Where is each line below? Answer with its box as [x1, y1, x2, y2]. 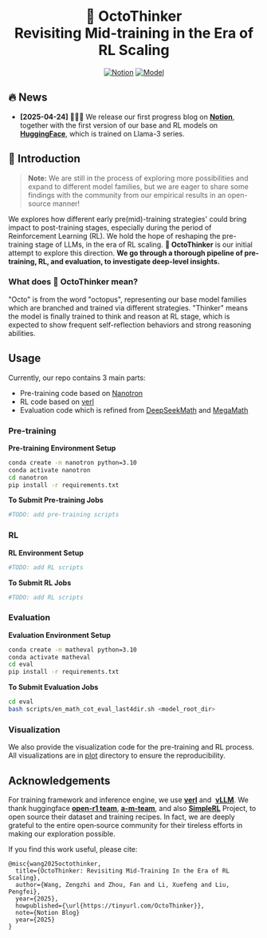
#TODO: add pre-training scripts [8, 511, 120, 519]
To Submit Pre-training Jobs [8, 495, 104, 505]
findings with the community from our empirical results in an [27, 190, 226, 200]
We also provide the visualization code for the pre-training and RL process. [8, 742, 255, 752]
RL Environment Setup [8, 548, 84, 557]
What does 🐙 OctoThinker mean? [8, 276, 138, 287]
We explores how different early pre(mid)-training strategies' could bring [8, 214, 247, 224]
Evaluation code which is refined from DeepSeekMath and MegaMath [19, 405, 249, 414]
